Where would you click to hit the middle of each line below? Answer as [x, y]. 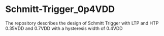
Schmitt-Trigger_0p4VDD [60, 9]
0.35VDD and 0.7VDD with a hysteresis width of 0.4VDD [64, 28]
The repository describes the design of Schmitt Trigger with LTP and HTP [82, 23]
